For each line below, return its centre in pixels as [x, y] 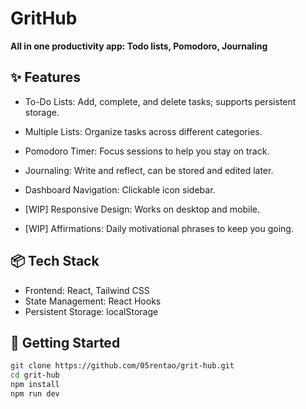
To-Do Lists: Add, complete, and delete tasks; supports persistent [160, 101]
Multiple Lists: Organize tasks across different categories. [143, 131]
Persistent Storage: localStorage [91, 311]
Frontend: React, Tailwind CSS [87, 290]
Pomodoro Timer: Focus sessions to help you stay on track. [147, 151]
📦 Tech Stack [55, 261]
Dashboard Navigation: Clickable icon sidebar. [120, 189]
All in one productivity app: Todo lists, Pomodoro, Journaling [139, 46]
